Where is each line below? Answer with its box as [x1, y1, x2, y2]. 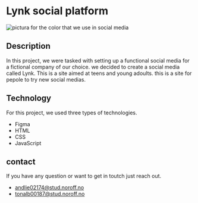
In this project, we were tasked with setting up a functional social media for [6, 57, 190, 64]
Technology [6, 93, 52, 104]
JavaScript [14, 139, 42, 146]
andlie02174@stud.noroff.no [14, 184, 84, 191]
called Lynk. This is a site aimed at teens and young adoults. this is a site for [6, 70, 192, 77]
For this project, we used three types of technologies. [6, 109, 137, 116]
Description [6, 41, 51, 51]
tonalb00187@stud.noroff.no [14, 190, 85, 198]
